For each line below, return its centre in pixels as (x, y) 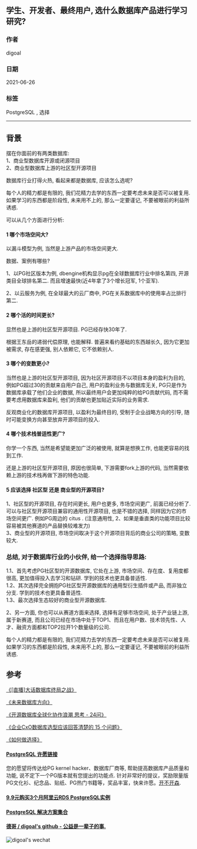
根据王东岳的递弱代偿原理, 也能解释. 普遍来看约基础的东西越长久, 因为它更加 (98, 342)
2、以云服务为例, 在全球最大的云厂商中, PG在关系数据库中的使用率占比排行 (96, 293)
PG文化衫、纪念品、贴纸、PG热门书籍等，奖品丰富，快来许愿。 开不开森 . (94, 783)
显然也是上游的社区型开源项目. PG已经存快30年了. (67, 329)
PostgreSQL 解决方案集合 (37, 812)
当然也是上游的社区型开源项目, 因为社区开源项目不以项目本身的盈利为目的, (96, 377)
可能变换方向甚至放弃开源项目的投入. (56, 419)
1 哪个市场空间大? (27, 234)
